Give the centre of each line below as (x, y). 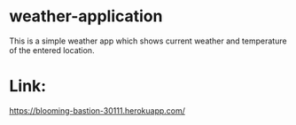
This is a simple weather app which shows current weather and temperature (148, 41)
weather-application (86, 16)
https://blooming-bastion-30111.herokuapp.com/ (97, 110)
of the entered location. (52, 50)
